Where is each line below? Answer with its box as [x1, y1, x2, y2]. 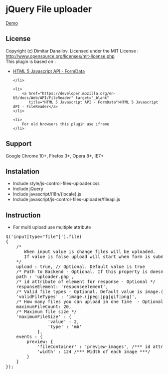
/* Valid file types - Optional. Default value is [16, 289, 143, 294]
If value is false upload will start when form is [24, 254, 151, 259]
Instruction [5, 211, 41, 219]
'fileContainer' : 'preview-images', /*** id [37, 344, 151, 349]
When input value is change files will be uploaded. [24, 249, 156, 254]
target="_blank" [75, 95, 109, 100]
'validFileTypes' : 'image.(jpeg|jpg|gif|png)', [16, 294, 138, 299]
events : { [16, 334, 43, 339]
